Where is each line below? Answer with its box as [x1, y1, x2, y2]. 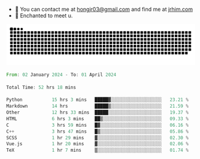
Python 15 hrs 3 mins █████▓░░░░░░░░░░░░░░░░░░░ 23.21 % [6, 97, 189, 103]
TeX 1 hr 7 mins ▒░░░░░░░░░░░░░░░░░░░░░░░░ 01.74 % [6, 147, 189, 154]
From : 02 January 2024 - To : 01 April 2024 [6, 72, 117, 78]
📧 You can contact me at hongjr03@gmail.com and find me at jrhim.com [14, 6, 193, 13]
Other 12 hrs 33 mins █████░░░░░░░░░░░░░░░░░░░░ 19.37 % [6, 109, 189, 115]
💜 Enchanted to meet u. [14, 12, 73, 19]
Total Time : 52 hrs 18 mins [6, 84, 77, 90]
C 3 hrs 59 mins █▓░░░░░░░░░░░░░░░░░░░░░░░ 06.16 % [6, 122, 189, 128]
